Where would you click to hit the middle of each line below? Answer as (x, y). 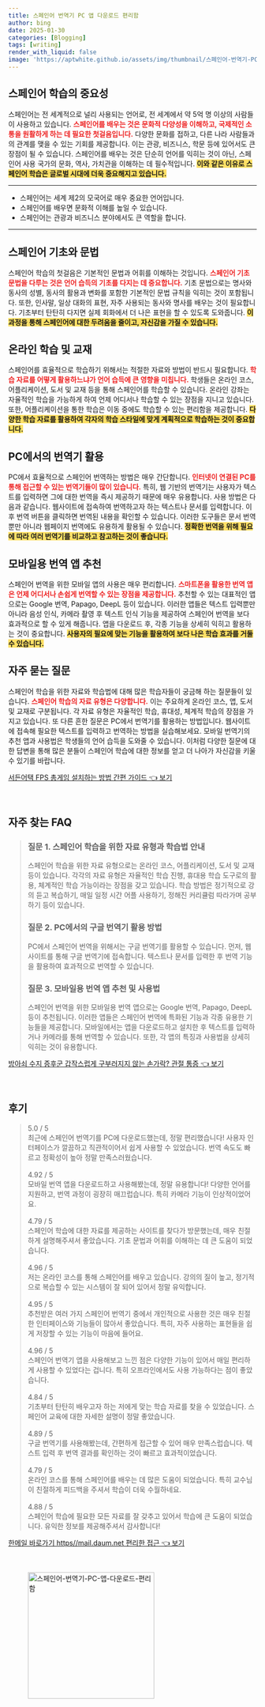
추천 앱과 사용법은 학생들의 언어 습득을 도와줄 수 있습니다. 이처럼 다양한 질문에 (128, 741)
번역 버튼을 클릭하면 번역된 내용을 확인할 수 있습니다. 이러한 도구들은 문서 (129, 517)
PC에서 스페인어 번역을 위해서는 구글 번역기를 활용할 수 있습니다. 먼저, (135, 946)
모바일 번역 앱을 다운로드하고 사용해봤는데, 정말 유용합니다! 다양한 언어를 (139, 1184)
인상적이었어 (231, 1194)
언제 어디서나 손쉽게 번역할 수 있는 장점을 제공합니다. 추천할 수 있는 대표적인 (132, 594)
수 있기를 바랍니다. (37, 761)
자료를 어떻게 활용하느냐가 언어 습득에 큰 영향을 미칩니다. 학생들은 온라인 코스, (135, 380)
